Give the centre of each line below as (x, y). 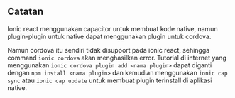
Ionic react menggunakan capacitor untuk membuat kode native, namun (113, 28)
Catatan (26, 12)
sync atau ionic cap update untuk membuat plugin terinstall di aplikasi (110, 80)
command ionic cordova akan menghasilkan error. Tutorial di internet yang (117, 58)
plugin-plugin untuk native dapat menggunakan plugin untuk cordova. (109, 36)
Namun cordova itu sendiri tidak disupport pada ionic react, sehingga (109, 50)
